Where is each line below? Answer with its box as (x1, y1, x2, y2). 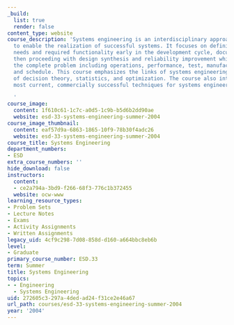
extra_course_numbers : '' (7, 159, 82, 166)
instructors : (7, 171, 45, 178)
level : (7, 243, 26, 250)
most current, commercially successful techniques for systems (13, 81, 201, 88)
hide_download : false (7, 165, 70, 172)
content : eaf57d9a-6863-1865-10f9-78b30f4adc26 (13, 126, 155, 133)
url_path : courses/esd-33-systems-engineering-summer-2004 (7, 301, 182, 308)
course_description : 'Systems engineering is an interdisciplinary (7, 36, 208, 43)
